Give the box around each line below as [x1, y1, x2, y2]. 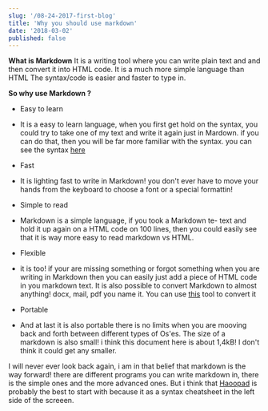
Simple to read [19, 200, 69, 210]
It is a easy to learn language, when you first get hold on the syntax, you [19, 119, 258, 129]
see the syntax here [19, 145, 86, 155]
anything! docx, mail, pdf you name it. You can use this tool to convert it [19, 289, 257, 299]
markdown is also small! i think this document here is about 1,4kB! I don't [19, 337, 260, 347]
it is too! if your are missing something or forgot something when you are [19, 264, 260, 273]
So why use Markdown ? [8, 89, 92, 99]
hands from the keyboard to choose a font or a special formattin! [19, 185, 234, 195]
